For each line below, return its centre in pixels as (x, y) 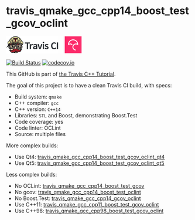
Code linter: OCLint (38, 128)
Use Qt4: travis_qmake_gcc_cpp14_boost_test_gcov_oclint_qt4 (90, 157)
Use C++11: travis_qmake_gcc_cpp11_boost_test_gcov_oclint (87, 204)
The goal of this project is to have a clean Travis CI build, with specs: (89, 85)
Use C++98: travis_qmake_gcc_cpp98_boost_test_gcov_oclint (89, 211)
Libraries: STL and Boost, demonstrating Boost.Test (76, 115)
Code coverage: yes (39, 121)
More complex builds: (32, 145)
